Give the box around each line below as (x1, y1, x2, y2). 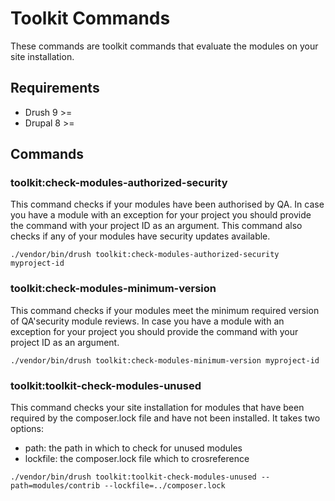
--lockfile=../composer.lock (104, 481, 226, 491)
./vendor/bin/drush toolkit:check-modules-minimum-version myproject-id (10, 355, 320, 366)
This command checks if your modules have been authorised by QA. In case (10, 198, 325, 211)
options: (10, 423, 45, 435)
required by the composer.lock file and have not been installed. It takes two (10, 412, 321, 424)
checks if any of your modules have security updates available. (10, 230, 271, 242)
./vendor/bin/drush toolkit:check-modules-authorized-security (10, 250, 280, 260)
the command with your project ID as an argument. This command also (10, 220, 303, 232)
